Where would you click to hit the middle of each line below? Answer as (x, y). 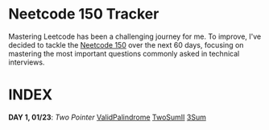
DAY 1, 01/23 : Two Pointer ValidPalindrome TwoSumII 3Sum (108, 117)
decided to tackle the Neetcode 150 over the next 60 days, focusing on (126, 44)
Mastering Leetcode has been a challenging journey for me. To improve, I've (135, 36)
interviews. (27, 62)
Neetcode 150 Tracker (84, 14)
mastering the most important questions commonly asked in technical (124, 53)
